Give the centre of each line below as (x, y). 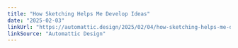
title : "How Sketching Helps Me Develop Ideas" (79, 14)
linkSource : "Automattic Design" (57, 34)
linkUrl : (20, 27)
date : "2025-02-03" (36, 20)
